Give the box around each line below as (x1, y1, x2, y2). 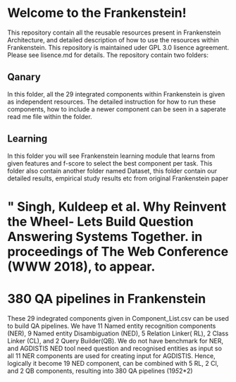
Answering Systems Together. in (7, 228, 203, 245)
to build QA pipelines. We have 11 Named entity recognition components (7, 321, 216, 330)
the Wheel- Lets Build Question (7, 214, 194, 230)
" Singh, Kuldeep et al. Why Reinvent (7, 199, 227, 214)
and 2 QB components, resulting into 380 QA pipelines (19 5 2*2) (7, 366, 193, 375)
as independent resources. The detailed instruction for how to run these (7, 97, 216, 106)
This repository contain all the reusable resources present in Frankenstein (7, 28, 221, 37)
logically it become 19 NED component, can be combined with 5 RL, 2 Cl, (7, 359, 219, 367)
